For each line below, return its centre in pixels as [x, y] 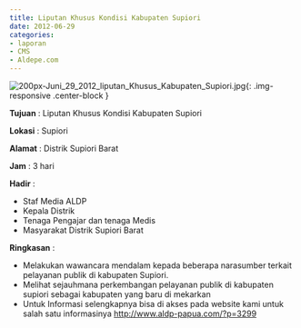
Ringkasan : [32, 248]
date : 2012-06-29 [42, 26]
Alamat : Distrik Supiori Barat [64, 148]
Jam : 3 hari [32, 166]
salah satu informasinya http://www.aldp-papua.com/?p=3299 [140, 313]
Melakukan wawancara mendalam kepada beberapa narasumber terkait [157, 265]
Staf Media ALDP [55, 201]
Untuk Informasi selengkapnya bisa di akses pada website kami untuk [153, 304]
